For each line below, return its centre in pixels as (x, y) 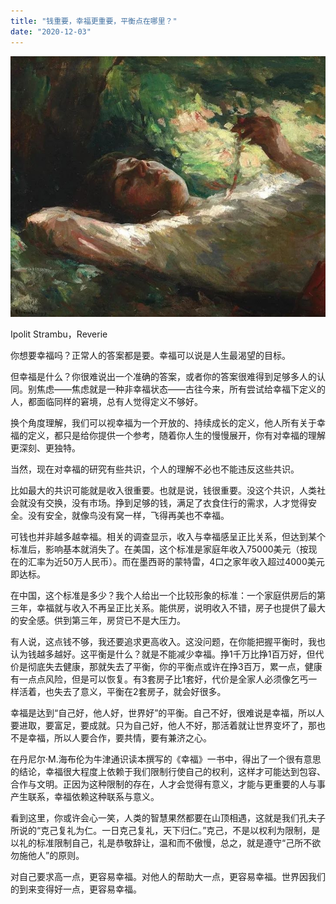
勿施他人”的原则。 (47, 855)
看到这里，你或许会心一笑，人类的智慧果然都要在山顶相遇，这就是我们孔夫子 (168, 817)
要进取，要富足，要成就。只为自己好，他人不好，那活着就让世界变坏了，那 (163, 725)
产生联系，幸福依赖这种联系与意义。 (85, 796)
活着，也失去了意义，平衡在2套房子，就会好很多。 (122, 691)
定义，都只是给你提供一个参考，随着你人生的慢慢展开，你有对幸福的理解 (176, 435)
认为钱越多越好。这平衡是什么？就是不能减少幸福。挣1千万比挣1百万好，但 (163, 654)
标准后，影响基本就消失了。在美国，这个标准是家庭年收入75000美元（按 (159, 549)
